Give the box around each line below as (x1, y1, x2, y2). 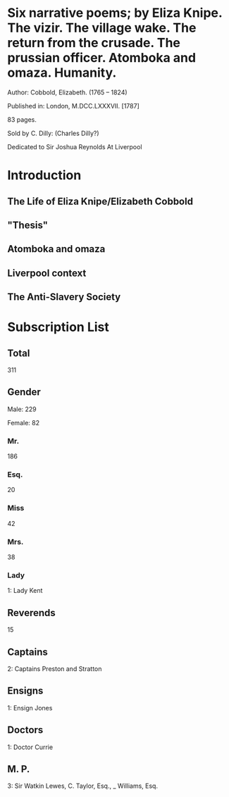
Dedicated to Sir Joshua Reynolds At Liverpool (7, 142, 142, 151)
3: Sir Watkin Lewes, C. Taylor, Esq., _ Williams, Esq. (7, 782, 159, 790)
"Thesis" (7, 219, 48, 231)
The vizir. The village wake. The (7, 20, 197, 36)
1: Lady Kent (7, 586, 43, 595)
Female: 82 (7, 418, 40, 427)
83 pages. (7, 115, 37, 124)
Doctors (7, 724, 44, 736)
